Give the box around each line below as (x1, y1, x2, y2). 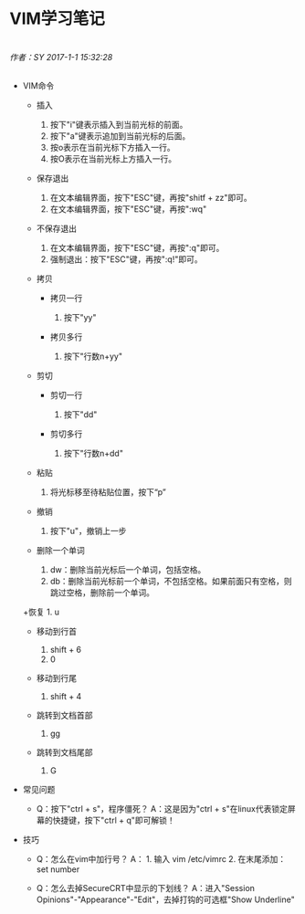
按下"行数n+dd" (63, 447, 123, 458)
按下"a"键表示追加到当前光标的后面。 (49, 130, 191, 142)
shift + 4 (49, 690, 82, 701)
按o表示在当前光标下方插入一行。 (49, 142, 175, 152)
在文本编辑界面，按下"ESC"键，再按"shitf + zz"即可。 (49, 192, 253, 203)
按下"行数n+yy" (63, 351, 123, 362)
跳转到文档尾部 (36, 746, 93, 758)
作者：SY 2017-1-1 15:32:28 (9, 52, 113, 63)
